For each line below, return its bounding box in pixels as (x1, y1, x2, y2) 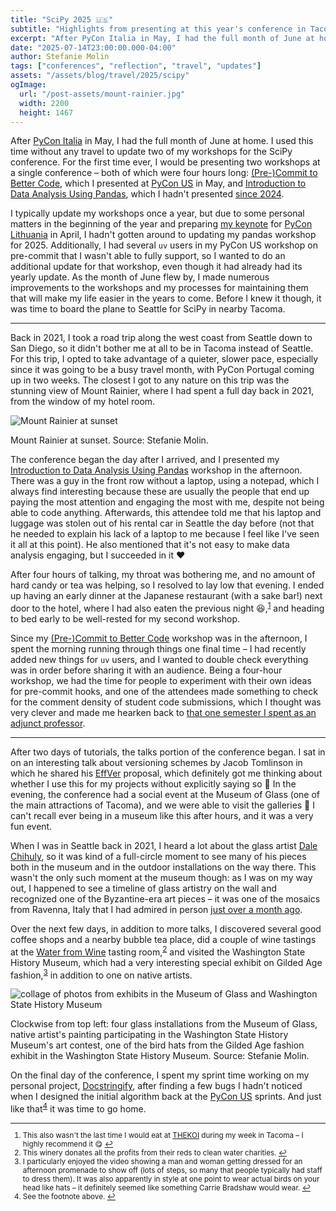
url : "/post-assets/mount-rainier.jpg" (19, 89, 186, 99)
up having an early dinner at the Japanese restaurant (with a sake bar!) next (10, 590, 323, 602)
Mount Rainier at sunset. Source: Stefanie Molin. (10, 434, 209, 446)
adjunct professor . (10, 717, 86, 730)
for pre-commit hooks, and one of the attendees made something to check (10, 686, 318, 698)
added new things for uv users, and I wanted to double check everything (10, 654, 309, 666)
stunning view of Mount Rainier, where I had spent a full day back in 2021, (10, 385, 315, 397)
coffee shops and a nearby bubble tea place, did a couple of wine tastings (10, 934, 317, 946)
